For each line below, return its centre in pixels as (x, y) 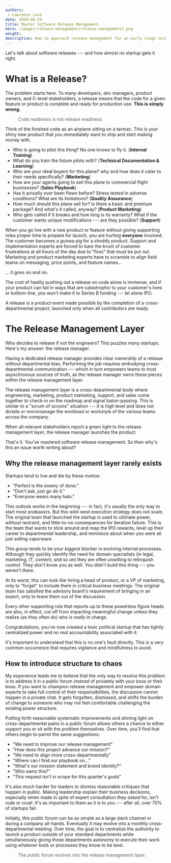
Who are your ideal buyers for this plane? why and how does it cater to (87, 171)
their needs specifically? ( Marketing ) (51, 177)
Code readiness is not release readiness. (60, 119)
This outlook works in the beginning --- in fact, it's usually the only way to (83, 506)
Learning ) (23, 166)
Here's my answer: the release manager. (48, 348)
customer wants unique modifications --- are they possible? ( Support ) (87, 220)
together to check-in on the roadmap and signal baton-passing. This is (79, 400)
